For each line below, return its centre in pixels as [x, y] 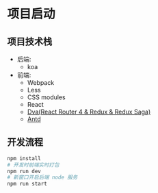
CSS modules [47, 97]
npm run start [27, 184]
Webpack [41, 82]
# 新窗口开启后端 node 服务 [42, 178]
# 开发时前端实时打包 [33, 165]
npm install [24, 158]
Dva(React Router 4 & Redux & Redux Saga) [89, 112]
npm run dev [24, 171]
